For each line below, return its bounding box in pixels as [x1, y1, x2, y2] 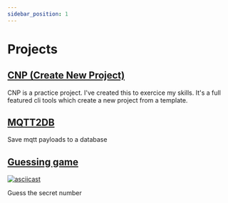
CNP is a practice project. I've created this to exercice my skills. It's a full [7, 88, 221, 97]
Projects [7, 41, 58, 57]
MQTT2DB [7, 117, 55, 129]
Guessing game [7, 156, 79, 168]
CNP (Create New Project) [7, 69, 125, 82]
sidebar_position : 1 [7, 10, 69, 18]
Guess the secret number [7, 189, 82, 197]
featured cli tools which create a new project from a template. [7, 95, 188, 104]
